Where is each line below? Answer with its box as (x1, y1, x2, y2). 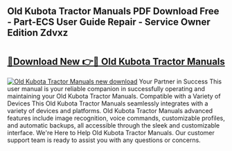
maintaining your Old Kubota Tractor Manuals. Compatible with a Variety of (7, 92, 221, 100)
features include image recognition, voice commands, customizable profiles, (7, 114, 225, 122)
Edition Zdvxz (7, 27, 69, 39)
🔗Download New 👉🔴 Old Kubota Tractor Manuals (7, 55, 225, 68)
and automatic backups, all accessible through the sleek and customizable (7, 121, 220, 130)
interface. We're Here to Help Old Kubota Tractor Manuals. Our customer (7, 129, 215, 137)
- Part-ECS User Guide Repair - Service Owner (7, 17, 211, 28)
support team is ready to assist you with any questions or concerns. (7, 136, 201, 144)
